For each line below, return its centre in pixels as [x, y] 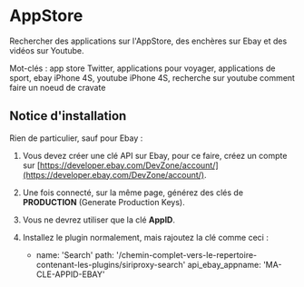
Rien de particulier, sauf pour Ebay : [76, 138]
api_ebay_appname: [224, 264]
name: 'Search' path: [75, 254]
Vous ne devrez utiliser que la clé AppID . [98, 220]
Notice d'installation [68, 116]
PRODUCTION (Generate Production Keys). [103, 202]
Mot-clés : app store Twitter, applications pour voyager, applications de [142, 68]
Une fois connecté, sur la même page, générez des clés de [132, 193]
